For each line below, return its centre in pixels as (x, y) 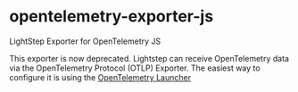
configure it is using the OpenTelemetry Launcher (100, 77)
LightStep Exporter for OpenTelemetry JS (85, 41)
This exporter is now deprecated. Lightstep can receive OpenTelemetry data (149, 58)
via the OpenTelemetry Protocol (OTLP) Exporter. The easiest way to (135, 68)
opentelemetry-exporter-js (112, 17)
